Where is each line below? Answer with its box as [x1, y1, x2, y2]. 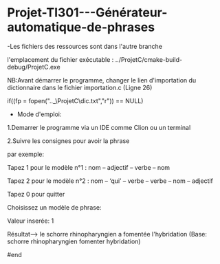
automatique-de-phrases [7, 19, 155, 35]
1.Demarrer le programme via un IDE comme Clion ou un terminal [7, 123, 191, 131]
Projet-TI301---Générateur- [7, 5, 168, 21]
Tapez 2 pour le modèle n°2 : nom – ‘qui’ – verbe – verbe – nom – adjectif [7, 177, 213, 185]
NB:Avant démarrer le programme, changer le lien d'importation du [7, 76, 197, 84]
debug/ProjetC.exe [7, 63, 60, 71]
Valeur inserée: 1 [7, 217, 54, 225]
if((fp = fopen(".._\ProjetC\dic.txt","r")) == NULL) [7, 96, 144, 104]
